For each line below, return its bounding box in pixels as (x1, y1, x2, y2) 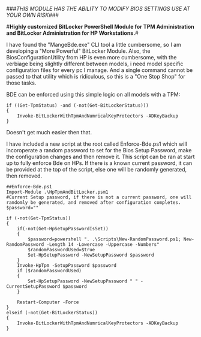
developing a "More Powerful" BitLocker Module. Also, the (6, 47, 151, 55)
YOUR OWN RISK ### (6, 11, 59, 19)
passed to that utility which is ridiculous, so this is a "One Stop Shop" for (6, 73, 185, 80)
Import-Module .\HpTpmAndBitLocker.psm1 (6, 189, 109, 195)
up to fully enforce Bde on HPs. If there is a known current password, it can (6, 160, 193, 167)
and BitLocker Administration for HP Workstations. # (6, 29, 139, 37)
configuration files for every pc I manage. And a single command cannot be (6, 67, 193, 74)
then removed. (6, 172, 43, 179)
